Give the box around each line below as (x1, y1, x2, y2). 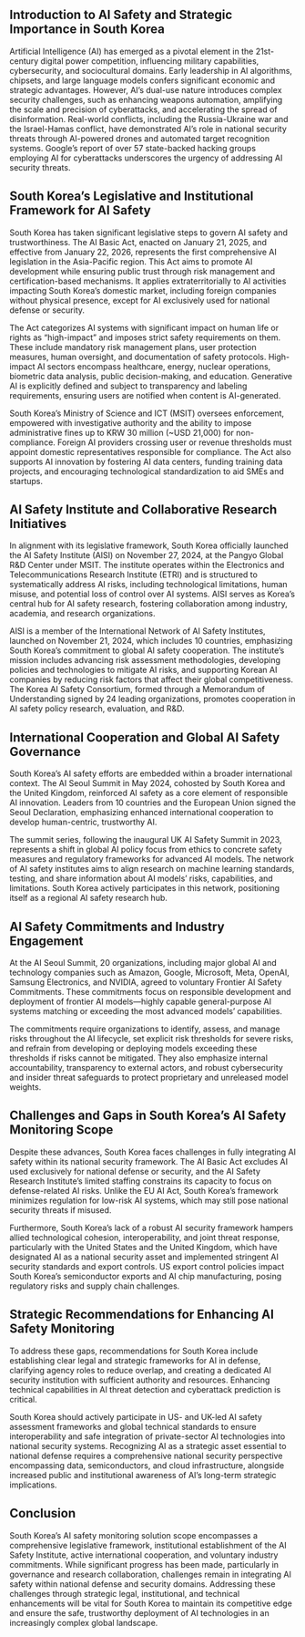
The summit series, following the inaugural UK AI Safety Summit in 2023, (9, 834, 282, 845)
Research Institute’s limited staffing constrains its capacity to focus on (9, 1176, 272, 1186)
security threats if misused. (9, 1204, 112, 1216)
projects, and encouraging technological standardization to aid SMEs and (9, 465, 285, 477)
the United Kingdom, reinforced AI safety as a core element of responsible (9, 788, 289, 799)
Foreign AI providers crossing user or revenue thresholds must (57, 437, 292, 448)
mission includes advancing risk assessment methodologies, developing (9, 655, 280, 666)
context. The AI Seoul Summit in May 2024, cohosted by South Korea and (9, 778, 286, 789)
